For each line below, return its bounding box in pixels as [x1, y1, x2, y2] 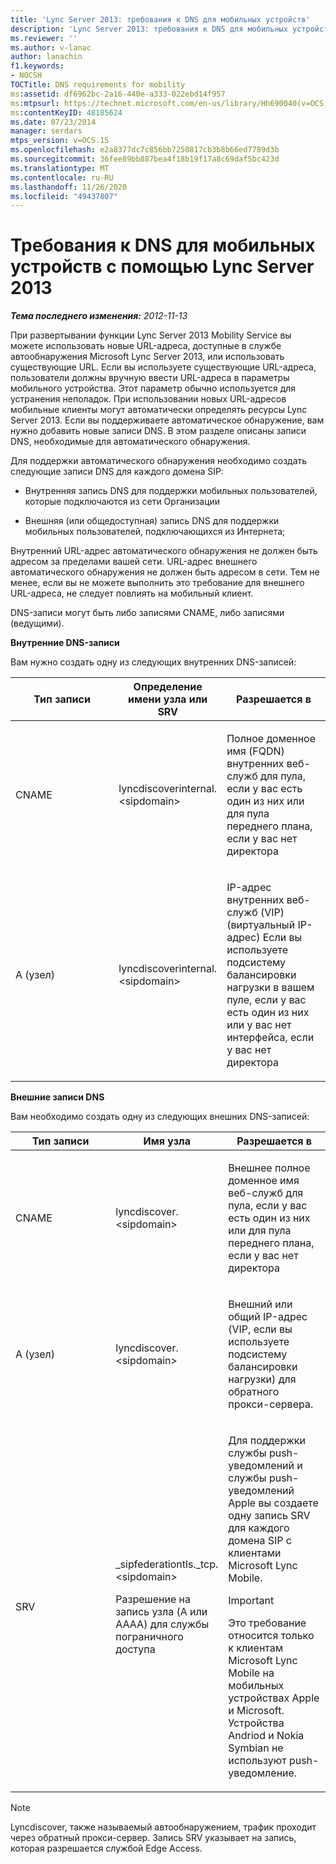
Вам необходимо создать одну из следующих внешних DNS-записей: [10, 1111, 310, 1123]
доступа [115, 1642, 156, 1656]
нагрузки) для [228, 1372, 297, 1386]
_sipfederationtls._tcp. [115, 1557, 219, 1571]
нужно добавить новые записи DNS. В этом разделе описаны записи [10, 425, 307, 437]
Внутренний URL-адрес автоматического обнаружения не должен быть [10, 545, 318, 557]
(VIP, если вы [228, 1322, 293, 1336]
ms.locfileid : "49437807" [10, 191, 118, 201]
